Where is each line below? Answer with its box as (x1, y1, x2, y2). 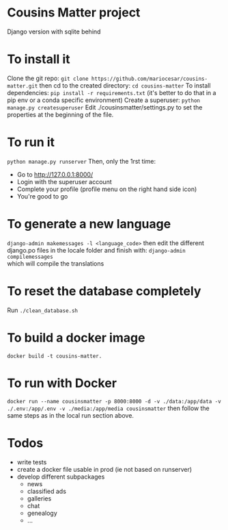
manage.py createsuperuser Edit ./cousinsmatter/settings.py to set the (7, 103, 203, 111)
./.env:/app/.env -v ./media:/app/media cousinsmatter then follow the (7, 404, 210, 412)
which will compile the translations (7, 259, 104, 268)
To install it (7, 51, 70, 67)
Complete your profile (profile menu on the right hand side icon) (16, 185, 197, 193)
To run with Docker (7, 375, 117, 391)
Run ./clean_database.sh (7, 306, 79, 314)
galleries (27, 494, 52, 503)
